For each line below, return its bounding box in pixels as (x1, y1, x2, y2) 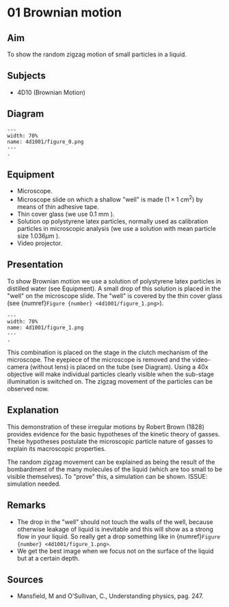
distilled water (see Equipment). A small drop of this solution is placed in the (7, 284, 221, 293)
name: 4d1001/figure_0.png (7, 138, 84, 145)
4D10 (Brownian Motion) (16, 88, 85, 97)
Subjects (7, 70, 46, 82)
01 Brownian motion (7, 5, 122, 21)
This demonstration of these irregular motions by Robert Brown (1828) (7, 423, 205, 431)
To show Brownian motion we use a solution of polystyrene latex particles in (7, 277, 221, 285)
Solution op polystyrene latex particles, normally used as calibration (16, 217, 208, 225)
